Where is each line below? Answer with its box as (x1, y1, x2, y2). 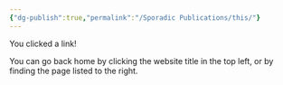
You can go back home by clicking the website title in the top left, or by (9, 55, 274, 66)
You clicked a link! (9, 38, 77, 49)
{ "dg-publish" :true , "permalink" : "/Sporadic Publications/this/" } (9, 13, 260, 23)
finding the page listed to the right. (9, 65, 138, 76)
